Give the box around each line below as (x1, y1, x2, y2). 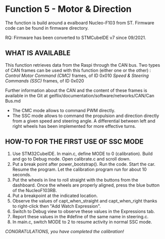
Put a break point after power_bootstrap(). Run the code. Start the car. (12, 161, 156, 167)
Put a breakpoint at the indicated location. (12, 193, 98, 199)
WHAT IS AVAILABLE (5, 49, 71, 57)
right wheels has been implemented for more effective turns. (12, 123, 136, 129)
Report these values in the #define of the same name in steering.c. (12, 213, 149, 219)
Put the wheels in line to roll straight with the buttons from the (12, 177, 139, 183)
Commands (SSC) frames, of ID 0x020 (5, 78, 84, 83)
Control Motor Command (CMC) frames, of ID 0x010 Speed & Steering (5, 73, 149, 79)
